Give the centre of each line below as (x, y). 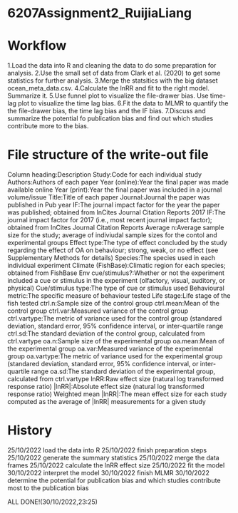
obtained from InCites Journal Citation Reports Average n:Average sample (116, 228)
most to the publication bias (48, 488)
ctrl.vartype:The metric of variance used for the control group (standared (115, 318)
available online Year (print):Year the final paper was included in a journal (115, 190)
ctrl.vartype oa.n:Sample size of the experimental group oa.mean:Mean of (116, 341)
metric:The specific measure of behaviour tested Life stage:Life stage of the (119, 296)
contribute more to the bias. (48, 126)
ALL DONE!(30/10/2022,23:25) (53, 502)
